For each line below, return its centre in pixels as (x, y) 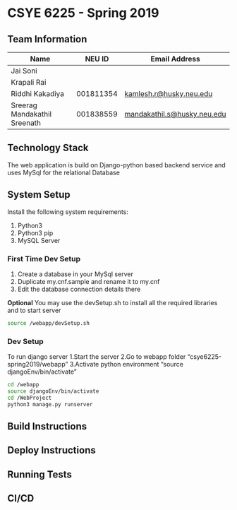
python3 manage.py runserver (50, 404)
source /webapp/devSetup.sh (49, 323)
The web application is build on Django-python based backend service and (116, 165)
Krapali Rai (29, 82)
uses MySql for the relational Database (63, 172)
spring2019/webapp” (38, 364)
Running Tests (39, 474)
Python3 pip (35, 233)
